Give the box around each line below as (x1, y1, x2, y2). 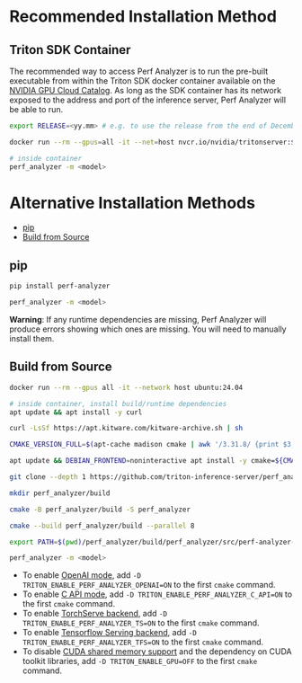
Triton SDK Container (9, 42, 131, 58)
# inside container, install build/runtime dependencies (9, 399, 227, 408)
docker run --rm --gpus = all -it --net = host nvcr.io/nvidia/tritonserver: (9, 137, 292, 146)
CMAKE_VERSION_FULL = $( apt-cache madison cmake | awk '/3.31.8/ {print (9, 440, 280, 449)
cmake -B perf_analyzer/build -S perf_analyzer (9, 505, 191, 514)
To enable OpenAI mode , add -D (22, 570, 142, 581)
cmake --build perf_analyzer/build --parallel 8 (9, 521, 195, 530)
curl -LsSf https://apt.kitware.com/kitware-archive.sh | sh (9, 424, 244, 433)
